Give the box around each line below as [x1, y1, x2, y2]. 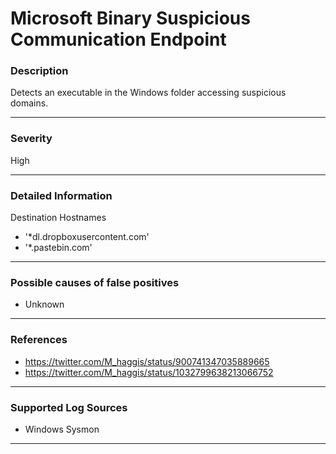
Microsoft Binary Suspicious [10, 7, 251, 30]
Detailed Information [10, 188, 113, 202]
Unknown [24, 298, 65, 311]
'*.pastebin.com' [24, 242, 93, 254]
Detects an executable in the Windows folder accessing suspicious [10, 87, 287, 99]
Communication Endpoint [10, 28, 227, 51]
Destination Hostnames [10, 212, 107, 224]
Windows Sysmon [24, 423, 100, 435]
